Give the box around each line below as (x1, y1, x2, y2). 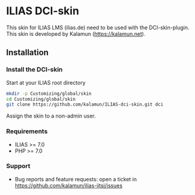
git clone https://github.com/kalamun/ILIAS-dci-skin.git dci (6, 101, 163, 108)
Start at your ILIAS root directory (6, 79, 86, 86)
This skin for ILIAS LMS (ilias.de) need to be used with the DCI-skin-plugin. (6, 24, 190, 31)
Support (6, 162, 31, 171)
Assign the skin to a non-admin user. (6, 112, 96, 120)
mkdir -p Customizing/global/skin (6, 91, 92, 97)
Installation (6, 48, 49, 58)
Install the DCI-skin (6, 66, 63, 74)
